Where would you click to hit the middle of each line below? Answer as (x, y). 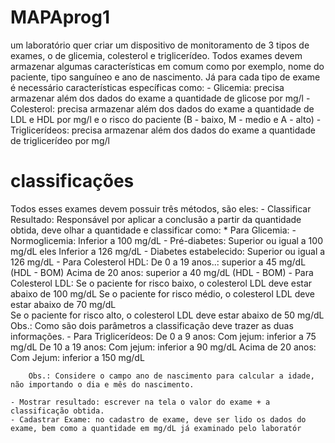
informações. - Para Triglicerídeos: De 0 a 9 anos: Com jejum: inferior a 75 (163, 336)
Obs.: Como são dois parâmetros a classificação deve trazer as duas (152, 325)
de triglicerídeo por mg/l (60, 140)
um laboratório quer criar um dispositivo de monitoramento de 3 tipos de (160, 45)
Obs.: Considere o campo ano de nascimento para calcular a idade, (171, 376)
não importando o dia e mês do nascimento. (102, 384)
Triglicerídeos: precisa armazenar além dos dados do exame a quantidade (163, 130)
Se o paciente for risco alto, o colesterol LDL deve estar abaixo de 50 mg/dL (167, 315)
